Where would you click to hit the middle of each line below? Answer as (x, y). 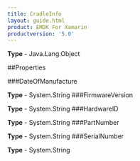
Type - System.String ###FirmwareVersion (70, 95)
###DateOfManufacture (42, 82)
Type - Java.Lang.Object (44, 54)
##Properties (27, 67)
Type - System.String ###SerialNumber (66, 136)
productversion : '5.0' (41, 34)
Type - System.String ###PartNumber (63, 123)
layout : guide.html (36, 21)
